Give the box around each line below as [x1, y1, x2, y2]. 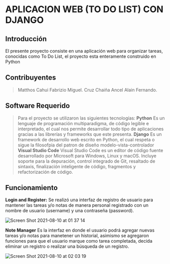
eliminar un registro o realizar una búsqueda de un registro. [5, 243, 129, 249]
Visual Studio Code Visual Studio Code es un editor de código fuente [17, 147, 163, 153]
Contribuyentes [5, 73, 56, 82]
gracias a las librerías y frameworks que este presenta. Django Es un [17, 131, 162, 137]
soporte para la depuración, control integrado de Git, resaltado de [17, 158, 156, 164]
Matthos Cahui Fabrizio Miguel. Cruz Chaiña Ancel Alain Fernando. [17, 87, 157, 93]
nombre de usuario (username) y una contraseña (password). [5, 208, 134, 214]
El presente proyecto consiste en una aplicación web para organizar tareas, [5, 48, 163, 54]
